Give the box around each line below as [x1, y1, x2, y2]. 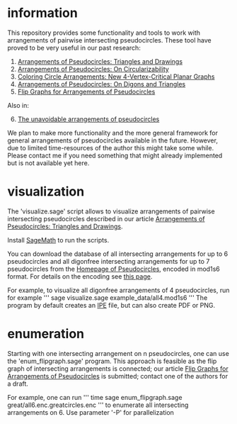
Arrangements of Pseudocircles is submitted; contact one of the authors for [7, 372, 229, 380]
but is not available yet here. [7, 158, 90, 167]
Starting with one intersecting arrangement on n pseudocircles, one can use [7, 349, 230, 357]
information [7, 5, 78, 21]
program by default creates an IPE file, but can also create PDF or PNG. [7, 301, 216, 309]
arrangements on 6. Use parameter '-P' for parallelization [7, 408, 175, 416]
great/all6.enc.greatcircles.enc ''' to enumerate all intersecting [7, 401, 189, 409]
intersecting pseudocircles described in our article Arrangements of [7, 214, 205, 223]
